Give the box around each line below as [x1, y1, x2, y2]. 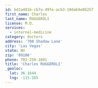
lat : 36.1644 [9, 71, 36, 76]
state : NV [5, 48, 26, 53]
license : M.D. [5, 21, 34, 26]
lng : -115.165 [9, 75, 38, 80]
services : [5, 25, 26, 30]
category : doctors [5, 35, 43, 40]
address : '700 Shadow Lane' [5, 39, 63, 44]
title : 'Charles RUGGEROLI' [5, 62, 63, 66]
